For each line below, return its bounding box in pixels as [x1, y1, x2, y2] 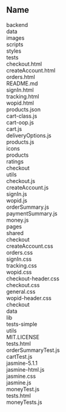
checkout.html [6, 60, 42, 67]
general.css [6, 288, 36, 295]
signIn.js [6, 190, 27, 198]
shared [6, 229, 24, 236]
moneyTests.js [6, 398, 42, 406]
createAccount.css [6, 242, 53, 250]
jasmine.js [6, 379, 31, 386]
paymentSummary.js [6, 209, 58, 217]
